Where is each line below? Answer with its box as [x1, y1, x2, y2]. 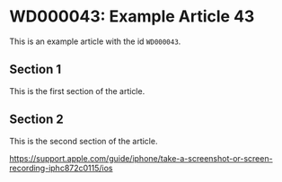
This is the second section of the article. [9, 135, 158, 146]
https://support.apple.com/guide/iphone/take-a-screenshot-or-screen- [9, 152, 273, 163]
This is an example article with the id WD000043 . [9, 36, 181, 47]
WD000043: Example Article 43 [9, 6, 255, 27]
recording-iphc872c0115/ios [9, 162, 113, 173]
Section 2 [9, 112, 65, 127]
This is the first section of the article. [9, 85, 145, 96]
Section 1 [9, 62, 61, 77]
